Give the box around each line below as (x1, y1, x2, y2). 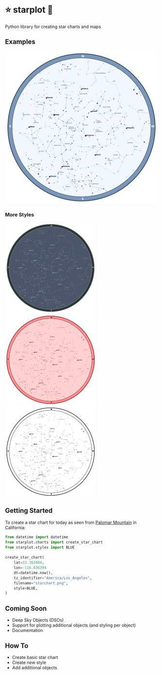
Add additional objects (12, 664, 57, 670)
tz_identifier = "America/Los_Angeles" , (14, 576, 92, 580)
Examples (5, 38, 35, 46)
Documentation (12, 627, 43, 633)
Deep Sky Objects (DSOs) (12, 617, 64, 623)
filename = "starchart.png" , (14, 580, 68, 585)
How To (5, 642, 29, 650)
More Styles (5, 211, 34, 218)
